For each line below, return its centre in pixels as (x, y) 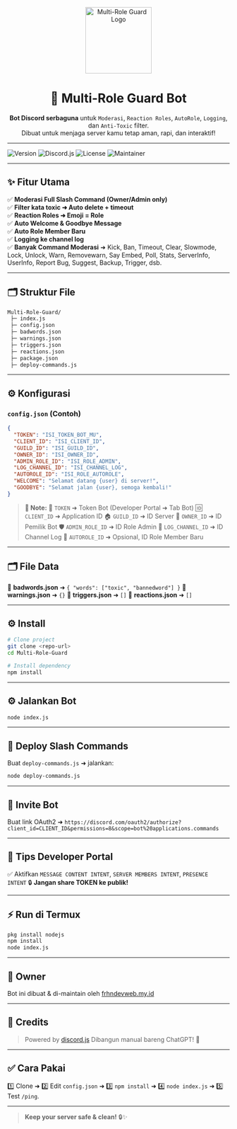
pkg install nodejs (36, 934)
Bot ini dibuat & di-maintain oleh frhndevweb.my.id (81, 993)
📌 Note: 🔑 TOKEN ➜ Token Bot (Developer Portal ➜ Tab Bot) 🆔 (113, 508)
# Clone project (31, 640)
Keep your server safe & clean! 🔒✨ (76, 1117)
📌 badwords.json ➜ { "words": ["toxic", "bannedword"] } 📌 (97, 587)
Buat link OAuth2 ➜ (35, 822)
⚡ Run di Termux (44, 915)
